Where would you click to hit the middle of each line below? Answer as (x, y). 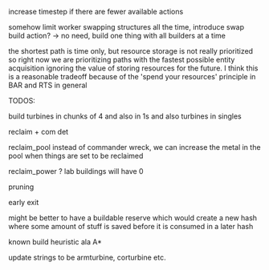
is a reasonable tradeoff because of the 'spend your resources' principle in (132, 77)
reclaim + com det (39, 132)
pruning (21, 187)
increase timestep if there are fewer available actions (96, 12)
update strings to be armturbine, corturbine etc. (87, 257)
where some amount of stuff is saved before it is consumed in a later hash (131, 226)
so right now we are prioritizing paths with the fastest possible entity (122, 60)
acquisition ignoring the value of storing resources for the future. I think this (133, 68)
